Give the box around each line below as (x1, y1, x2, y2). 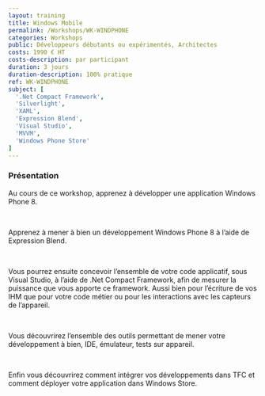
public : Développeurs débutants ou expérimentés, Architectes (8, 41, 218, 49)
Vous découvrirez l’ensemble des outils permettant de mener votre (8, 330, 225, 341)
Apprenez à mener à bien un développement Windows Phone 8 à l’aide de (8, 227, 250, 237)
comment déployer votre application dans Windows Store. (8, 378, 198, 388)
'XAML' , (15, 108, 41, 116)
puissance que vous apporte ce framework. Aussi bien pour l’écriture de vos (8, 283, 257, 293)
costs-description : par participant (8, 56, 129, 64)
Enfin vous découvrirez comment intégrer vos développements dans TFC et (8, 370, 256, 379)
